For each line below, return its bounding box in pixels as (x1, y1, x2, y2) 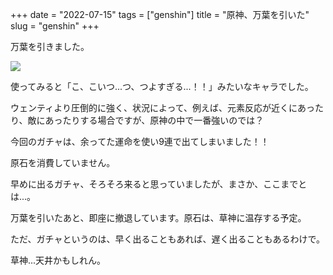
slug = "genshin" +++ (10, 20, 100, 32)
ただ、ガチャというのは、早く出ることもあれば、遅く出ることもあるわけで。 (10, 233, 325, 245)
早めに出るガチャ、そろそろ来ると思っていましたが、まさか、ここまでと (10, 178, 308, 190)
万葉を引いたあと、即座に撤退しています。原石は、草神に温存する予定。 (10, 212, 307, 223)
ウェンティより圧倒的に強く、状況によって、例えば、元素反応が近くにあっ (10, 102, 316, 113)
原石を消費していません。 (10, 157, 116, 168)
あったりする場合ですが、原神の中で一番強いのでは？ (44, 114, 265, 126)
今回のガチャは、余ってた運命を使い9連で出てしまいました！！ (10, 136, 270, 147)
